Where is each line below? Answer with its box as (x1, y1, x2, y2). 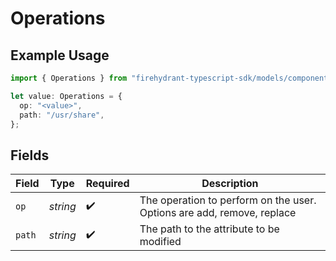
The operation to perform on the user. (139, 193, 317, 207)
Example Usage (10, 47, 110, 64)
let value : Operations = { (10, 91, 123, 101)
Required (85, 177, 130, 191)
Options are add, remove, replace (139, 206, 297, 220)
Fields (10, 147, 50, 164)
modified (139, 235, 182, 249)
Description (201, 177, 259, 191)
